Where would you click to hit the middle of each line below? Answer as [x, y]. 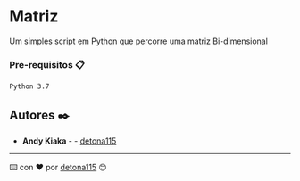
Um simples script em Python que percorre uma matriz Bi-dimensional [138, 41]
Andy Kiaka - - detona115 [69, 141]
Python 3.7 [29, 86]
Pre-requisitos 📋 [47, 64]
